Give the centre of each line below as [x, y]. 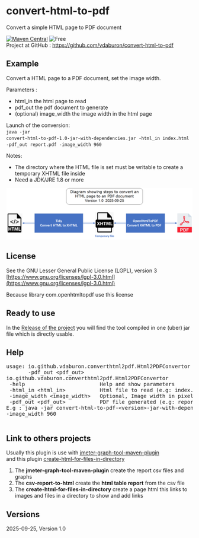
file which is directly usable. [40, 334]
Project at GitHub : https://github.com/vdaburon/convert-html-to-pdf [90, 45]
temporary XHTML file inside [50, 173]
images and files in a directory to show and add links [79, 496]
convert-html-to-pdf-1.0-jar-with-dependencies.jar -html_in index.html [98, 138]
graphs [23, 477]
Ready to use [31, 313]
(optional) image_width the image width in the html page [83, 113]
